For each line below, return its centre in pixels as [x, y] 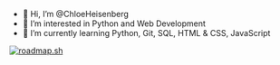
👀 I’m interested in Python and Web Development [114, 23]
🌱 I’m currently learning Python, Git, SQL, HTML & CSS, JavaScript [146, 33]
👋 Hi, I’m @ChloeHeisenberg [76, 14]
